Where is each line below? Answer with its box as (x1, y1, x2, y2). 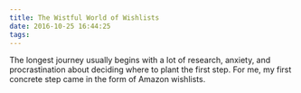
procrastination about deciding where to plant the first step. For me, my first (9, 64, 292, 75)
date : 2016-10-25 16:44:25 (9, 22, 111, 31)
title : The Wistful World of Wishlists (9, 13, 160, 23)
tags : (9, 30, 30, 39)
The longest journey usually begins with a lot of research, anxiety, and (9, 55, 271, 66)
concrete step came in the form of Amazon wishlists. (9, 74, 206, 85)
